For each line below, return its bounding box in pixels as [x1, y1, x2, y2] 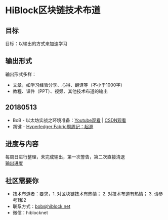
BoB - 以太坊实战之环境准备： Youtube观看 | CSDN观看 [12, 117, 127, 123]
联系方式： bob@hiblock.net [12, 203, 71, 209]
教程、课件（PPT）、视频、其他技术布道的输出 [12, 88, 108, 94]
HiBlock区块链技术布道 [5, 5, 101, 16]
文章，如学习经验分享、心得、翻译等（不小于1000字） [12, 82, 125, 88]
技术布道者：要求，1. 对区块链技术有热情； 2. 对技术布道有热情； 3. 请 [12, 191, 159, 197]
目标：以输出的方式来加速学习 [5, 41, 67, 46]
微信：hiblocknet [12, 210, 48, 216]
